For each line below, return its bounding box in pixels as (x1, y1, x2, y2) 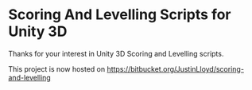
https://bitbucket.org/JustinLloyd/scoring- (107, 64, 245, 73)
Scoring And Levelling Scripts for (8, 6, 231, 24)
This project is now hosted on (8, 64, 106, 73)
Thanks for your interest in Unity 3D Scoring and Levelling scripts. (8, 49, 224, 58)
